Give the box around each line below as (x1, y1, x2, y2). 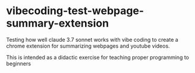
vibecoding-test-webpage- (6, 4, 144, 18)
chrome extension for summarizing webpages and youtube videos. (6, 42, 171, 49)
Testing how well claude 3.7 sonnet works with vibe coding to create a (6, 36, 178, 43)
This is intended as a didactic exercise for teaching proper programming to (6, 54, 189, 61)
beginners (6, 60, 32, 67)
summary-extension (6, 16, 109, 30)
